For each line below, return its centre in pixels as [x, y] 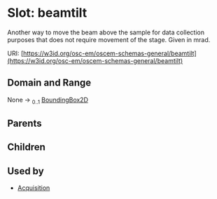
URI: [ [15, 53]
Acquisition [34, 188]
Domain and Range [49, 83]
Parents [24, 123]
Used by [26, 171]
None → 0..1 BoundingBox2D [48, 101]
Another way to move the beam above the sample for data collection [106, 32]
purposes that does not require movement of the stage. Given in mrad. [109, 39]
